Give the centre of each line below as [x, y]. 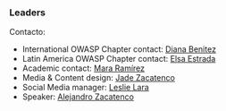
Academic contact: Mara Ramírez [84, 68]
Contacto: [28, 32]
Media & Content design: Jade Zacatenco [99, 78]
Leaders [28, 13]
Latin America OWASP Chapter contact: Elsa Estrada [119, 59]
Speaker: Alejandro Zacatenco [78, 97]
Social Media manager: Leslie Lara [85, 88]
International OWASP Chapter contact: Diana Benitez [119, 49]
